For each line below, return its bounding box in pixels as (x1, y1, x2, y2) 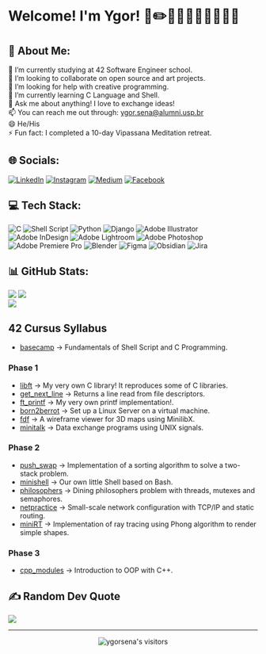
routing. (19, 511, 46, 520)
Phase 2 (8, 442, 40, 453)
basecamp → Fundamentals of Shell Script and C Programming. (19, 342, 228, 352)
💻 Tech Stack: (8, 199, 82, 212)
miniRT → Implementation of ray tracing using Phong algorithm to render (19, 519, 257, 529)
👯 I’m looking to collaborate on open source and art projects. (8, 74, 206, 82)
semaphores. (19, 494, 63, 503)
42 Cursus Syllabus (8, 321, 108, 335)
